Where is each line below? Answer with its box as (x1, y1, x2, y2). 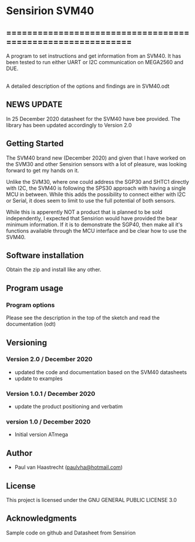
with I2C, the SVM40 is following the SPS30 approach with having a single (6, 184, 186, 191)
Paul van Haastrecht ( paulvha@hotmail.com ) (14, 464, 123, 471)
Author (6, 448, 32, 458)
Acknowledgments (6, 514, 78, 524)
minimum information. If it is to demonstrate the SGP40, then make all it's (6, 221, 183, 228)
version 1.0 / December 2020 (6, 418, 91, 426)
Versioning (6, 338, 47, 348)
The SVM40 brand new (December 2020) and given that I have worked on (6, 154, 186, 161)
